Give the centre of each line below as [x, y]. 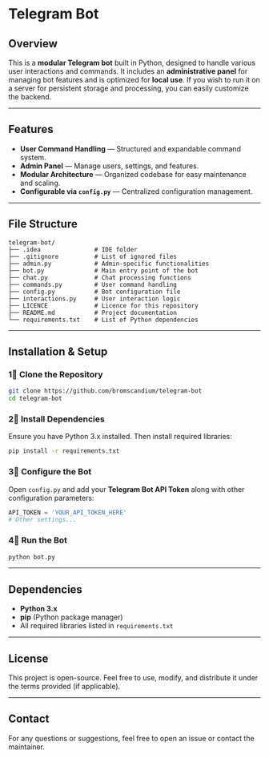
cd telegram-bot [35, 399]
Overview [33, 44]
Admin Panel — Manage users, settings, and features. [109, 166]
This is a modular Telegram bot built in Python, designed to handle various [132, 62]
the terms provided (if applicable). [64, 687]
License [28, 658]
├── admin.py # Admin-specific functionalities [109, 264]
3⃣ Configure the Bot [50, 472]
